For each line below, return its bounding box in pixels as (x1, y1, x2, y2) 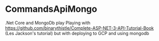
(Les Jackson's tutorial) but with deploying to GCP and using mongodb (5, 30, 150, 36)
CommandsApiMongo (5, 3, 97, 15)
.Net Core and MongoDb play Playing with (5, 20, 90, 26)
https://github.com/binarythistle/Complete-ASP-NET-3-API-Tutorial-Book (5, 25, 154, 31)
